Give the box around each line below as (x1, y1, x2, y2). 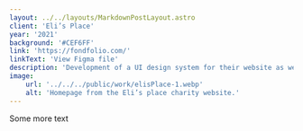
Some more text (9, 113, 69, 124)
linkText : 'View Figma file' (9, 55, 119, 64)
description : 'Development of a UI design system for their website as (9, 64, 284, 73)
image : (9, 72, 34, 81)
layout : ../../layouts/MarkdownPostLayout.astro (9, 13, 196, 22)
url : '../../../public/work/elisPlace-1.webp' (25, 80, 204, 89)
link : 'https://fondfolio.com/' (9, 47, 131, 56)
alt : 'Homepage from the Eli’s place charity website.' (25, 88, 241, 97)
